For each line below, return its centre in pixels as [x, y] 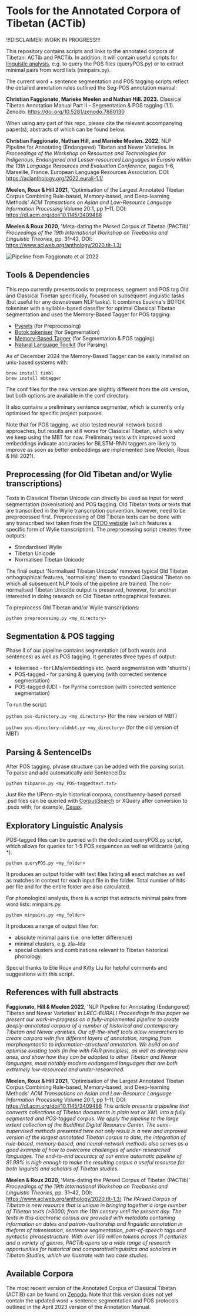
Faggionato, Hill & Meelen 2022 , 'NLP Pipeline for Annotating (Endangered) [98, 1006]
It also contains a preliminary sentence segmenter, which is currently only [95, 407]
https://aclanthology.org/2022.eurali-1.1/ [55, 178]
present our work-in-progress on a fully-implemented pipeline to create [93, 1019]
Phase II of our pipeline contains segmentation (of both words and [86, 651]
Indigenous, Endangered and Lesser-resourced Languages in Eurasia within [98, 159]
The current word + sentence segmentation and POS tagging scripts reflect [98, 81]
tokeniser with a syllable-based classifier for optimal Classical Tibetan [91, 308]
